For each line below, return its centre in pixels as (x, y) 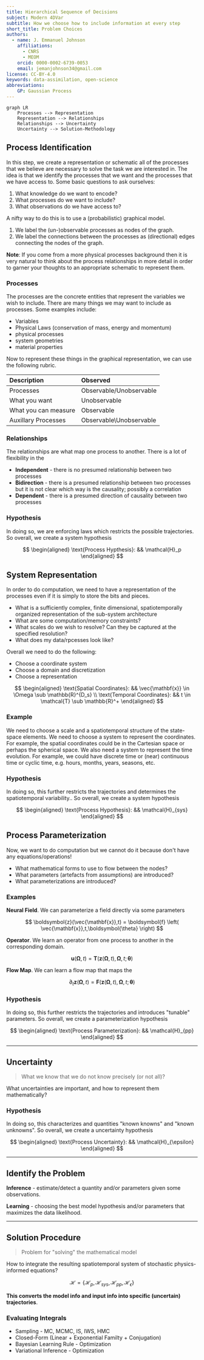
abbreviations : (25, 86)
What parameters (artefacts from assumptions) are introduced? (94, 875)
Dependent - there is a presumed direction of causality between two (101, 495)
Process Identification (49, 147)
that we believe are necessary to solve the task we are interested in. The (97, 168)
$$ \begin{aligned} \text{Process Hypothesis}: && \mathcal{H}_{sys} (102, 810)
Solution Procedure (43, 1237)
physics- (185, 1264)
